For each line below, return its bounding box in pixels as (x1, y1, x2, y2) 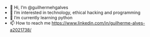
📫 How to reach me (9, 20, 51, 26)
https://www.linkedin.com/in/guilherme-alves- (51, 20, 145, 26)
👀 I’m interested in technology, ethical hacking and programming (9, 10, 141, 15)
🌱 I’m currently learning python (9, 15, 73, 20)
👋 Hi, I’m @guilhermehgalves (9, 5, 68, 10)
